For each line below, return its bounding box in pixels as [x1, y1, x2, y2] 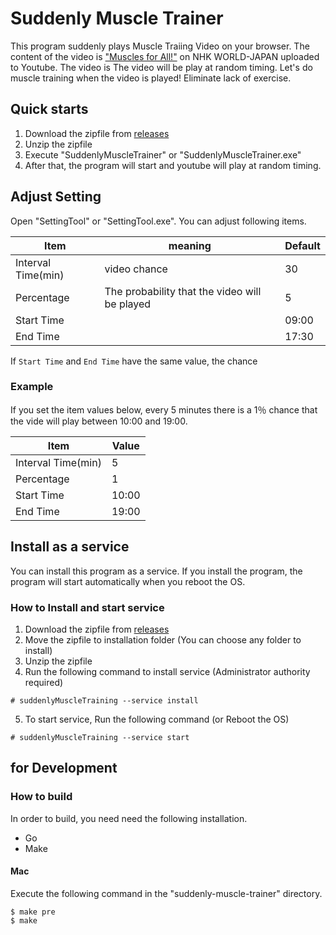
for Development [10, 760, 118, 777]
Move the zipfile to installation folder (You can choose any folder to [24, 633, 302, 646]
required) [24, 676, 64, 688]
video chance [104, 262, 168, 276]
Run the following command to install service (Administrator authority [24, 665, 311, 677]
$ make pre [10, 907, 56, 917]
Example [10, 380, 54, 394]
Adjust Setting [10, 188, 102, 206]
